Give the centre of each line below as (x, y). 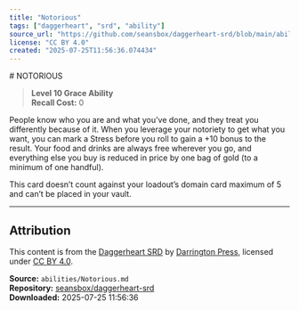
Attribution (40, 230)
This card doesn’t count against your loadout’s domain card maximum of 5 (145, 184)
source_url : (31, 34)
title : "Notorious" (45, 17)
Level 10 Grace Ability (72, 94)
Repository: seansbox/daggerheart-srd (82, 288)
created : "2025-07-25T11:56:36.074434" (83, 51)
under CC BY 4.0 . (41, 261)
